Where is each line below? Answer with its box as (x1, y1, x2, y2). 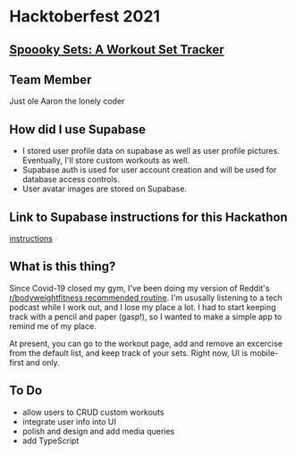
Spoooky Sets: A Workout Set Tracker (9, 42, 224, 57)
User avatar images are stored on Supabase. (21, 183, 188, 194)
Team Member (9, 72, 92, 87)
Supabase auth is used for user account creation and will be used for (21, 164, 277, 175)
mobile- (249, 347, 279, 358)
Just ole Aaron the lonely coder (9, 96, 125, 106)
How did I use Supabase (9, 122, 146, 137)
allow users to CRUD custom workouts (21, 407, 165, 417)
